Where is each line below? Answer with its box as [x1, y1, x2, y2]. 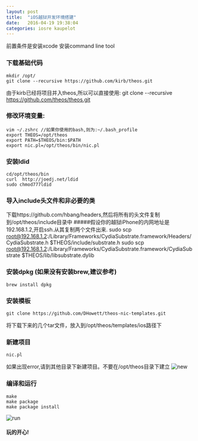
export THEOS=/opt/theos [6, 132, 68, 138]
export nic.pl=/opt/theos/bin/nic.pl [6, 142, 100, 148]
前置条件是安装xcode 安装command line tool [6, 42, 115, 49]
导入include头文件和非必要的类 [6, 197, 95, 205]
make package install [6, 403, 60, 410]
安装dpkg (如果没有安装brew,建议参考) [6, 268, 117, 276]
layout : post [6, 8, 39, 15]
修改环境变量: [6, 111, 45, 120]
